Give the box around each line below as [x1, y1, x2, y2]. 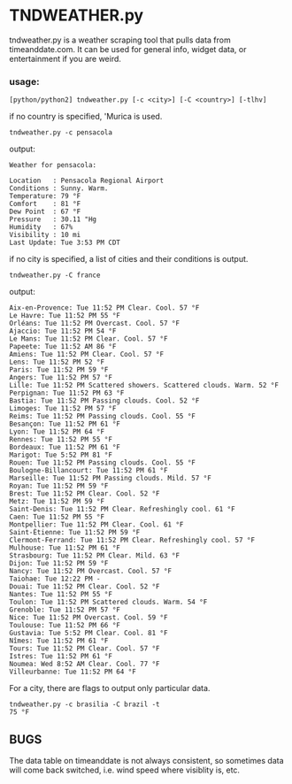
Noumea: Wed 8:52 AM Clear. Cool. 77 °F [9, 660, 161, 669]
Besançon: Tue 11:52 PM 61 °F [9, 419, 121, 429]
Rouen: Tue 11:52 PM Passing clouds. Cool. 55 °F [9, 458, 196, 467]
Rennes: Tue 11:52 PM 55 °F [9, 435, 113, 444]
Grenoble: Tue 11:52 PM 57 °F [9, 605, 121, 615]
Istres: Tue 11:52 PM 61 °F [9, 652, 113, 661]
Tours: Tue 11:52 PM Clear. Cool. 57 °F [9, 644, 161, 653]
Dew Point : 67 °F [9, 207, 81, 217]
